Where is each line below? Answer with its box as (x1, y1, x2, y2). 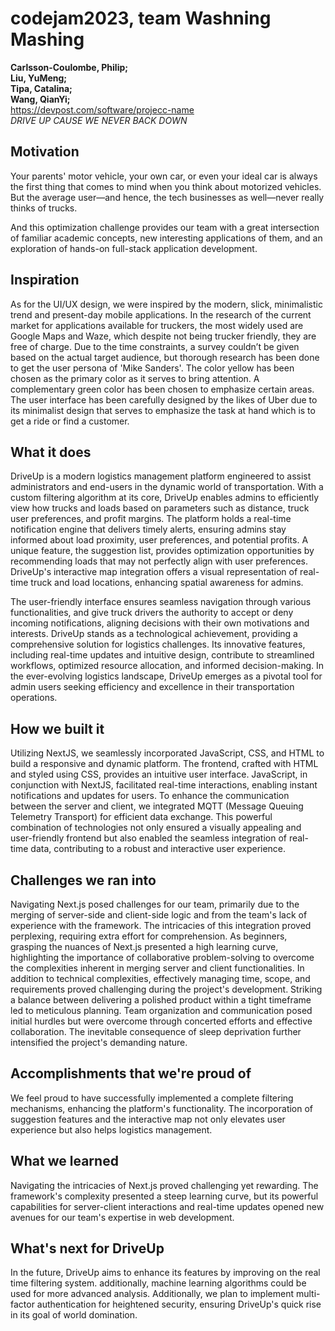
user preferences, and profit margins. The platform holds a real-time (10, 513, 292, 525)
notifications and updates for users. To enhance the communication (10, 790, 290, 802)
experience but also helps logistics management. (10, 1123, 213, 1136)
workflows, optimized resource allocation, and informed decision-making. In (10, 660, 325, 672)
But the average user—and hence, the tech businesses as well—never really (10, 191, 325, 203)
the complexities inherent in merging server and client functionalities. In (10, 962, 305, 974)
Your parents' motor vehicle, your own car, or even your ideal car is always (10, 170, 318, 182)
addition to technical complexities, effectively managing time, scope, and (10, 973, 311, 984)
